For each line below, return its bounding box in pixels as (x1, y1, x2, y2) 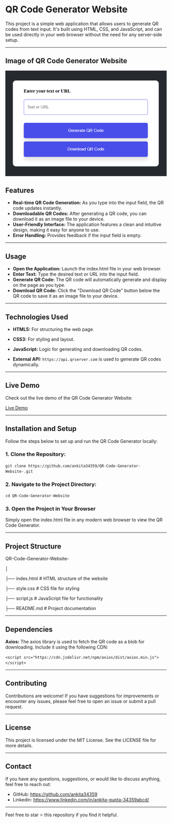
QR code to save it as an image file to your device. (12, 293, 119, 299)
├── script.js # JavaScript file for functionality (5, 595, 103, 601)
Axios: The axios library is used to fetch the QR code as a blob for (5, 639, 145, 645)
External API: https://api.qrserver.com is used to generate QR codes (12, 356, 161, 362)
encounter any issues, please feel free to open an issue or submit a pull (5, 698, 156, 704)
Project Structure (5, 542, 61, 551)
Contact (5, 762, 32, 771)
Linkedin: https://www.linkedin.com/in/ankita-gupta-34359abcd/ (12, 796, 149, 802)
